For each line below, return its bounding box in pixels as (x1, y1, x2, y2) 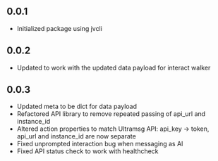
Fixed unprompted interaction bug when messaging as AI (16, 140, 183, 148)
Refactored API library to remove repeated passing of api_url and (16, 110, 206, 118)
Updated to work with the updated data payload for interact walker (16, 63, 211, 72)
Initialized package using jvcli (16, 24, 103, 32)
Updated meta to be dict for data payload (16, 102, 138, 111)
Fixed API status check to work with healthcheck (16, 147, 159, 155)
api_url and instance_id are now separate (16, 132, 137, 141)
